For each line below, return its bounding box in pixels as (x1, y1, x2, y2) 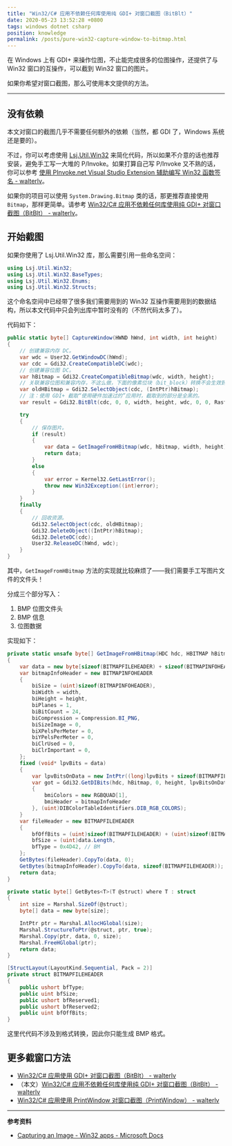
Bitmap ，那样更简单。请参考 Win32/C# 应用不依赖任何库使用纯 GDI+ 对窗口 (7, 200, 222, 208)
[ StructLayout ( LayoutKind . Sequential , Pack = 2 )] (7, 965, 153, 972)
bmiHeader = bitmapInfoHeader (43, 798, 131, 805)
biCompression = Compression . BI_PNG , (32, 715, 140, 722)
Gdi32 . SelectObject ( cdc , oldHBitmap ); (32, 521, 144, 528)
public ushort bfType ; (19, 984, 85, 991)
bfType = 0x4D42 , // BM (32, 843, 100, 850)
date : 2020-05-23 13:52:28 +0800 (7, 17, 104, 24)
